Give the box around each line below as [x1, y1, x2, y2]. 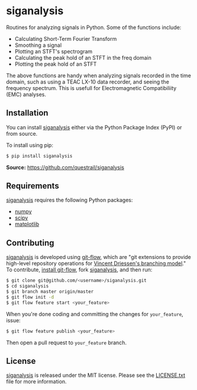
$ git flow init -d [6, 294, 54, 300]
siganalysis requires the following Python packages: [6, 197, 133, 204]
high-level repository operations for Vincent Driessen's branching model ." [6, 260, 186, 267]
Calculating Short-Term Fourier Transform [14, 35, 117, 42]
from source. [6, 130, 38, 137]
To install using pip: [6, 141, 53, 149]
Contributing [6, 238, 54, 248]
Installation [6, 108, 49, 118]
